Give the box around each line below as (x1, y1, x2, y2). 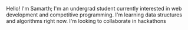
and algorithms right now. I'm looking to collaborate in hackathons (6, 18, 166, 24)
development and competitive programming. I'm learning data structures (6, 11, 183, 18)
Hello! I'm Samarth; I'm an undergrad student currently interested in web (6, 5, 182, 12)
